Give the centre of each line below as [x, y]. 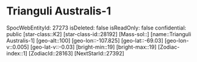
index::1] [17, 53]
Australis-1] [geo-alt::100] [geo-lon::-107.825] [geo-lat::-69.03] [85, 40]
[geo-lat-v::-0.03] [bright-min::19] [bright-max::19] [93, 47]
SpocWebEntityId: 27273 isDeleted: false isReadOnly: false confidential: [96, 28]
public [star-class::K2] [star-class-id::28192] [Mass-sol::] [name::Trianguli [99, 34]
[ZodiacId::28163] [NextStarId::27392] [76, 53]
